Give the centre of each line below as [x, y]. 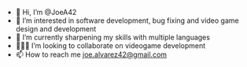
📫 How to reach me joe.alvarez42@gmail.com [91, 54]
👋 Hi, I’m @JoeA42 [46, 12]
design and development [56, 29]
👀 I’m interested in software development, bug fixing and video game [127, 20]
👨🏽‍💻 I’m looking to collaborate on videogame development [111, 46]
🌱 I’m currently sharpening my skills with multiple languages [113, 37]
